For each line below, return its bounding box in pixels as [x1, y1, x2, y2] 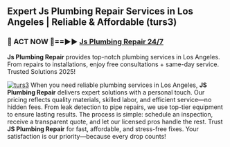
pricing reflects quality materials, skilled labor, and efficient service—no [7, 95, 212, 104]
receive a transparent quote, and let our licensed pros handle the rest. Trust [7, 117, 223, 126]
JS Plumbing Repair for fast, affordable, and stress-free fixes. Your [7, 124, 200, 133]
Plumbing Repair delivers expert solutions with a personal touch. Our [7, 88, 205, 96]
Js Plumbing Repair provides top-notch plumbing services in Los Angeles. [7, 52, 220, 61]
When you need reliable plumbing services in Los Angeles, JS [30, 81, 208, 89]
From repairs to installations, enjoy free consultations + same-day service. [7, 60, 220, 68]
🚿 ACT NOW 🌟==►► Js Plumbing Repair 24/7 [7, 37, 164, 47]
